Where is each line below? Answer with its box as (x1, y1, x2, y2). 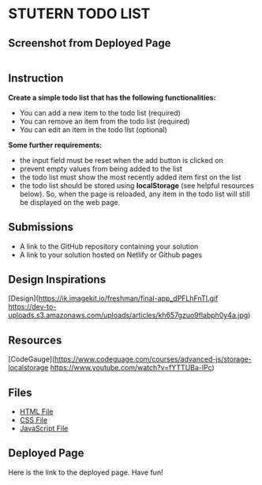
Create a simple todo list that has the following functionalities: (8, 93, 216, 102)
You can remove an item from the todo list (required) (19, 116, 191, 126)
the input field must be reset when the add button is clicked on (19, 155, 223, 165)
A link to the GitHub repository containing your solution (19, 241, 199, 251)
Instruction (8, 72, 64, 85)
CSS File (19, 415, 48, 425)
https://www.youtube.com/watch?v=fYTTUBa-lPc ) (50, 363, 215, 373)
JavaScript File (19, 424, 69, 434)
